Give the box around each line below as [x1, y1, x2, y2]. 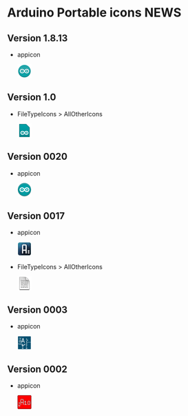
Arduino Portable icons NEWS [7, 5, 182, 21]
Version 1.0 [7, 92, 56, 103]
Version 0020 [7, 151, 67, 163]
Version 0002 [7, 363, 67, 375]
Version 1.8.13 [7, 32, 68, 44]
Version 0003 [7, 304, 67, 315]
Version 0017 [7, 210, 65, 222]
